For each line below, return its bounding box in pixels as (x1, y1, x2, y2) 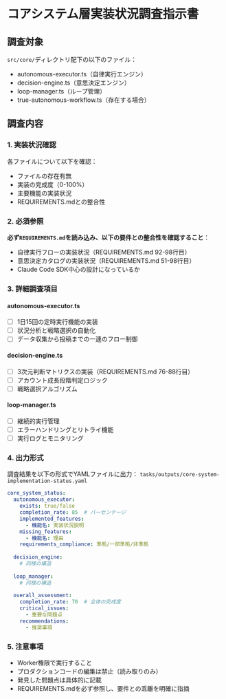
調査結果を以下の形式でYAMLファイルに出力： (7, 470, 139, 478)
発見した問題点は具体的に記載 (16, 676, 102, 684)
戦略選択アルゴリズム (16, 385, 78, 393)
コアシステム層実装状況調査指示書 (7, 6, 199, 22)
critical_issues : (19, 605, 69, 612)
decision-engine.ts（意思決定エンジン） (16, 78, 131, 87)
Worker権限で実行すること (16, 658, 93, 667)
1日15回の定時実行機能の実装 (16, 318, 98, 326)
